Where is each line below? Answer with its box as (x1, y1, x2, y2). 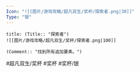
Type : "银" (6, 14, 32, 20)
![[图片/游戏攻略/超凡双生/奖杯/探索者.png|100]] (6, 37, 117, 43)
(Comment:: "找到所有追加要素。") (6, 49, 83, 54)
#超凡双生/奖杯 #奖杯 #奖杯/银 (6, 60, 79, 67)
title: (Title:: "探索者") (6, 31, 69, 37)
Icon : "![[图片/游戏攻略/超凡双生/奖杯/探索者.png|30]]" (6, 8, 135, 15)
